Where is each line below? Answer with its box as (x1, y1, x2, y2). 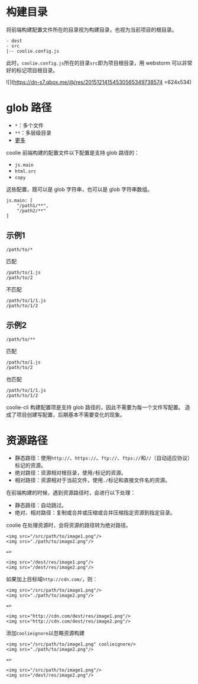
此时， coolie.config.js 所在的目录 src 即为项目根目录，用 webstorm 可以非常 (6, 59, 193, 66)
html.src (14, 168, 37, 174)
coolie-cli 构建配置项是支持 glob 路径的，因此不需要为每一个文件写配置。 (6, 403, 184, 411)
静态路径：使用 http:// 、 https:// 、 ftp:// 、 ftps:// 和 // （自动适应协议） (14, 455, 190, 462)
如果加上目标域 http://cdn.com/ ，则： (6, 576, 98, 583)
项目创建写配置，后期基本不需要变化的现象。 (16, 411, 125, 418)
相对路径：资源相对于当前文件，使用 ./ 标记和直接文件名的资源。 (14, 476, 171, 484)
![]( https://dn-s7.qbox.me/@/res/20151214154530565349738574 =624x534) (6, 78, 192, 86)
